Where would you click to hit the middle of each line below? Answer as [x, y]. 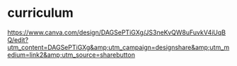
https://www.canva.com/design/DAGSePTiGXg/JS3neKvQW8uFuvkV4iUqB [117, 32]
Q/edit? [18, 39]
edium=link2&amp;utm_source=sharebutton [71, 55]
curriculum [41, 13]
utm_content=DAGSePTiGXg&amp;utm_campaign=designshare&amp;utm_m [118, 47]
